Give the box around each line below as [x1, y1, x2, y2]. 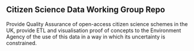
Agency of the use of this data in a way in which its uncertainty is [6, 33, 166, 40]
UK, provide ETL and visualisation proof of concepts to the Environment [6, 27, 182, 34]
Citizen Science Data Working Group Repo [6, 5, 166, 15]
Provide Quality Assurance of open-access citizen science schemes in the [6, 20, 188, 27]
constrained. [6, 39, 37, 46]
